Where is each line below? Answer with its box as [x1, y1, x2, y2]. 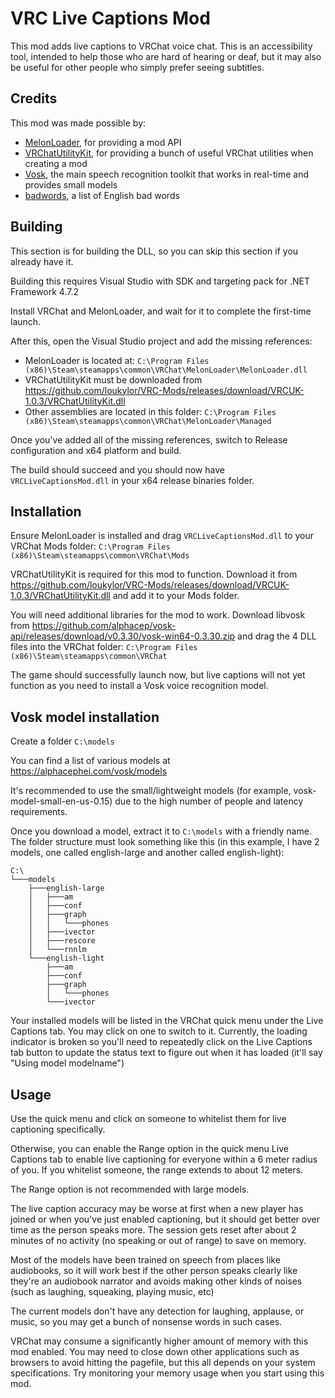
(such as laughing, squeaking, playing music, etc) [10, 1286, 215, 1297]
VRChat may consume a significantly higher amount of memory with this [10, 1335, 309, 1347]
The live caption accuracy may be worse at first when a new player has [10, 1203, 304, 1214]
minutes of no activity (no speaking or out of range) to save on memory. [10, 1235, 307, 1246]
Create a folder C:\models [10, 735, 115, 747]
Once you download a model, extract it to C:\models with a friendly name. [10, 825, 312, 837]
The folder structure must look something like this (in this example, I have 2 [10, 836, 320, 848]
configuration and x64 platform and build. [10, 444, 182, 456]
